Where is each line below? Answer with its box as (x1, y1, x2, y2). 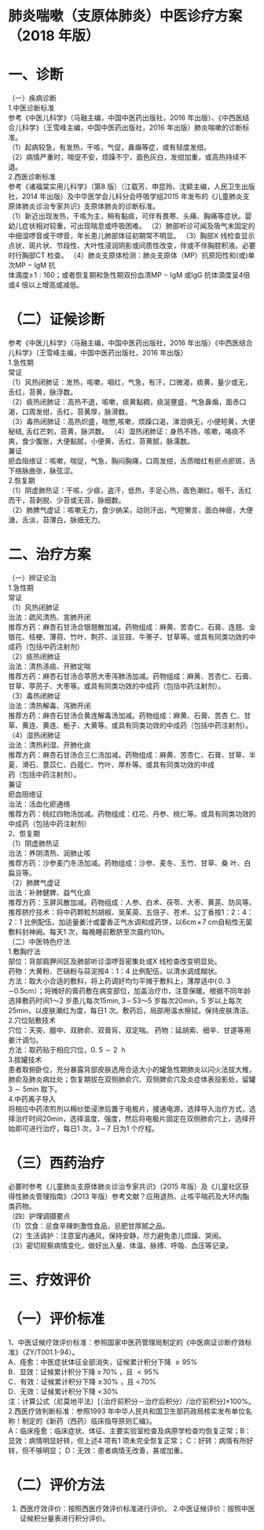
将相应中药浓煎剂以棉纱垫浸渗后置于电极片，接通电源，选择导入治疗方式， (8, 1104, 249, 1113)
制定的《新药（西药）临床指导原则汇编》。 (21, 1417, 156, 1426)
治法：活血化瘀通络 (8, 799, 71, 809)
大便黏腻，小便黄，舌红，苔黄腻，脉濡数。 (56, 437, 194, 446)
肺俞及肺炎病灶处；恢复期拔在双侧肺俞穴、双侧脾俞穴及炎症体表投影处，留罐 (8, 1075, 256, 1084)
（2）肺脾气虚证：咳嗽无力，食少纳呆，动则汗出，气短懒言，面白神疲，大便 (8, 505, 254, 515)
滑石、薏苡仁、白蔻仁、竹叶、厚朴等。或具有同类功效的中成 (21, 760, 214, 769)
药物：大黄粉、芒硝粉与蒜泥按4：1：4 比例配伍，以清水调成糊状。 (8, 967, 222, 975)
